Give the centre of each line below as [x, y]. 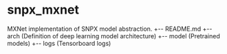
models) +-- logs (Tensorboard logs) [59, 43]
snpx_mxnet [43, 10]
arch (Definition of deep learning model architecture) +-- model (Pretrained [113, 36]
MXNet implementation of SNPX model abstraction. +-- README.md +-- [110, 29]
